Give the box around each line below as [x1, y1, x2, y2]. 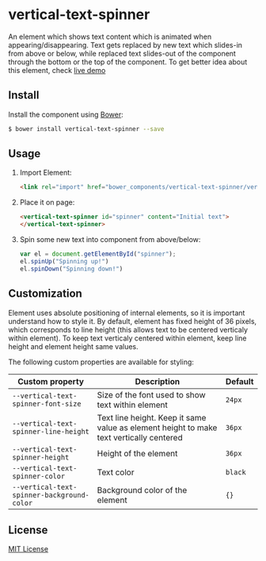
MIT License [8, 544, 49, 554]
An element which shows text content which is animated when [8, 32, 212, 41]
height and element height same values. [8, 341, 139, 351]
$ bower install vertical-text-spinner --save [8, 125, 165, 133]
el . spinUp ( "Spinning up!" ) [19, 257, 109, 265]
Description [135, 375, 180, 386]
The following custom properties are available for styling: [8, 357, 194, 367]
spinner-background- [12, 490, 89, 499]
